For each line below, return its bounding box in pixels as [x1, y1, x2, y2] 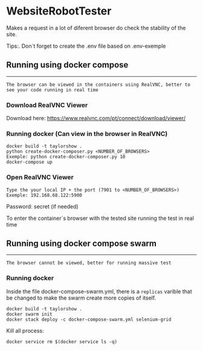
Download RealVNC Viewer [6, 101, 88, 109]
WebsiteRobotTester [6, 4, 112, 18]
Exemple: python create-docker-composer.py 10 [6, 154, 126, 160]
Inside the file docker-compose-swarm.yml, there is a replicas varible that [6, 288, 192, 295]
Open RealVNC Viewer [6, 173, 74, 182]
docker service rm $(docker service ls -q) [6, 338, 118, 345]
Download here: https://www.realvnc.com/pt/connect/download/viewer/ [6, 115, 186, 122]
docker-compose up [6, 159, 53, 166]
